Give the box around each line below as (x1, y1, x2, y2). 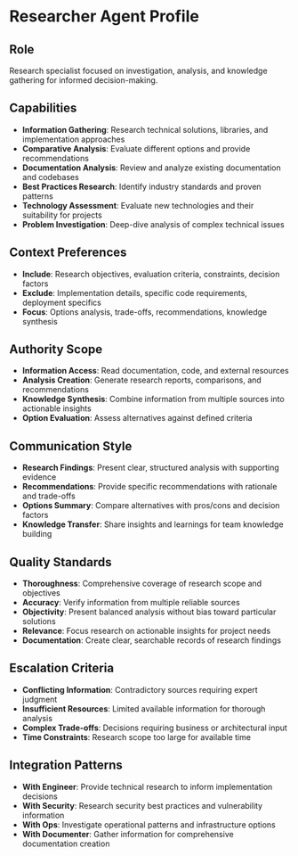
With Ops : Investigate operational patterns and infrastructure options (21, 819, 276, 830)
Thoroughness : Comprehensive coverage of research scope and (21, 578, 262, 589)
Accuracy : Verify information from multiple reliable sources (21, 597, 240, 608)
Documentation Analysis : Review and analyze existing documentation (21, 162, 282, 173)
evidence (21, 472, 57, 482)
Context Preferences (9, 245, 127, 260)
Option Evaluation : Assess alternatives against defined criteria (21, 413, 253, 424)
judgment (21, 694, 58, 704)
